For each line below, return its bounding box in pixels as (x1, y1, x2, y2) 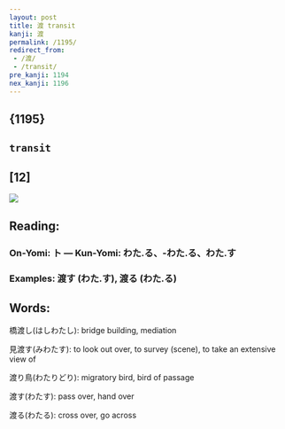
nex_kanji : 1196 (9, 79, 69, 88)
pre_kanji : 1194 (9, 71, 69, 80)
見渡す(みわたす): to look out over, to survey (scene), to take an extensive (9, 344, 276, 355)
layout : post (9, 12, 58, 22)
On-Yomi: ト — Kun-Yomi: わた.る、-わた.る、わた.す (9, 246, 236, 259)
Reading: (9, 218, 60, 233)
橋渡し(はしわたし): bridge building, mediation (9, 325, 177, 336)
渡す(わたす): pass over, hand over (9, 391, 135, 402)
